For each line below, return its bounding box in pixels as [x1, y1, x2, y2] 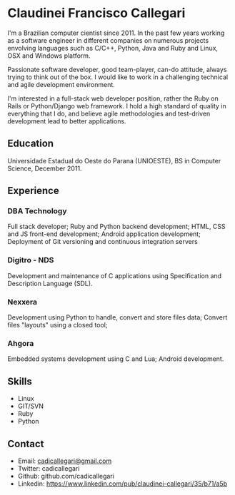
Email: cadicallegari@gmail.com [17, 456, 112, 465]
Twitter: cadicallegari [17, 464, 80, 472]
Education [7, 138, 54, 150]
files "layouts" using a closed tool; [7, 321, 108, 330]
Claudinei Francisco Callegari [7, 5, 186, 21]
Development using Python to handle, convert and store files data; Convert [7, 313, 228, 322]
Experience [7, 185, 59, 197]
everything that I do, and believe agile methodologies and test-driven [7, 109, 211, 118]
